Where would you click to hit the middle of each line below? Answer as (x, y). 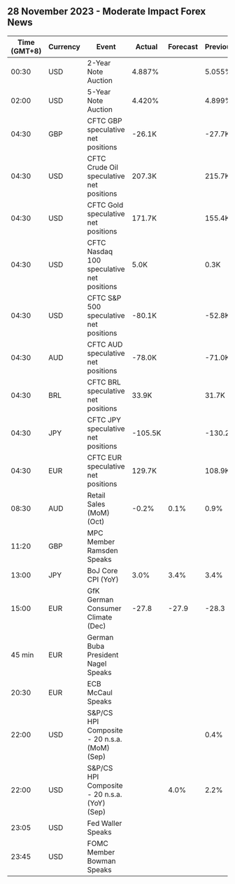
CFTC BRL (104, 382)
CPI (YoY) (103, 580)
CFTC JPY (104, 420)
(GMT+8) (26, 51)
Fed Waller (105, 823)
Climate (100, 617)
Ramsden (102, 550)
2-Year (99, 62)
